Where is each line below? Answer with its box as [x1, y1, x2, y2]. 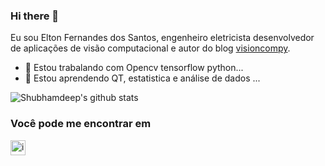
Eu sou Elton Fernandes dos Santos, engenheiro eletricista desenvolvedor [10, 32, 315, 44]
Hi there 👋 [10, 9, 60, 23]
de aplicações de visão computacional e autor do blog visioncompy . [10, 42, 291, 54]
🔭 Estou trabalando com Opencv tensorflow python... [24, 62, 244, 74]
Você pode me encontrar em [10, 117, 152, 131]
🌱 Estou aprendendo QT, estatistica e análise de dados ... [24, 72, 261, 84]
